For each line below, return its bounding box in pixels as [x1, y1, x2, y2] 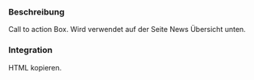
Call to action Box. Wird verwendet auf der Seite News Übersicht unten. [8, 25, 246, 34]
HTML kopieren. [8, 62, 62, 72]
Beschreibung [8, 6, 65, 18]
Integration [8, 45, 53, 56]
